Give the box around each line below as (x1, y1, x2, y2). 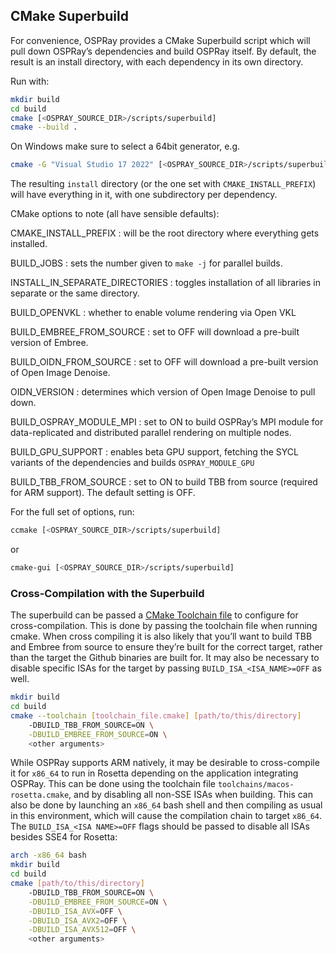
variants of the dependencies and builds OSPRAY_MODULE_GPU (10, 457, 255, 469)
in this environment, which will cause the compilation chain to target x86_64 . (10, 810, 323, 822)
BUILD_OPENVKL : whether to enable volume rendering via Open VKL (10, 307, 297, 319)
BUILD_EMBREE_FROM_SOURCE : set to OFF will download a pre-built (10, 326, 300, 338)
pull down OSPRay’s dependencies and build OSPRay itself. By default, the (10, 45, 317, 57)
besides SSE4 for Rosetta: (10, 831, 118, 843)
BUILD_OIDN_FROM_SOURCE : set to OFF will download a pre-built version (10, 356, 319, 368)
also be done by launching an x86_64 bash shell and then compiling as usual (10, 799, 323, 811)
